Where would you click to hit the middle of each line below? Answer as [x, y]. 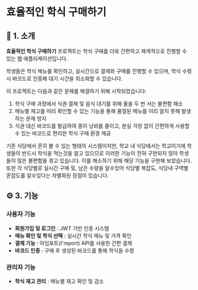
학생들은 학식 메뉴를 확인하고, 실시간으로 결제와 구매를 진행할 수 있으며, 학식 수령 [99, 71]
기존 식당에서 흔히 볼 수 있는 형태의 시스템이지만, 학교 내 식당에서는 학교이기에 [96, 146]
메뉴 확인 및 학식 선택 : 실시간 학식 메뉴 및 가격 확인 [73, 236]
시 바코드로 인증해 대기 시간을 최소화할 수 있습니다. [64, 78]
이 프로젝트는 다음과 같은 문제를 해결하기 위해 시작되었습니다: [76, 91]
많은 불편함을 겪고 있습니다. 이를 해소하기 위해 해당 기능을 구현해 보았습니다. [104, 161]
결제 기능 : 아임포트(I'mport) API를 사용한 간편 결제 [73, 243]
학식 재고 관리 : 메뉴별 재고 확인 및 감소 [59, 281]
